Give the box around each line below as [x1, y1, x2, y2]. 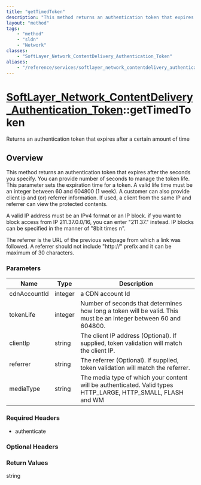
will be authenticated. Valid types [80, 381, 173, 389]
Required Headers [6, 414, 60, 422]
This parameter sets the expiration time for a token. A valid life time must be [6, 181, 193, 189]
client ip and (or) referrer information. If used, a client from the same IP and [6, 194, 191, 201]
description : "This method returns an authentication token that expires [6, 14, 194, 20]
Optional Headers [6, 442, 59, 451]
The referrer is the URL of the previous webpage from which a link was [6, 237, 181, 244]
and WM [80, 396, 105, 404]
